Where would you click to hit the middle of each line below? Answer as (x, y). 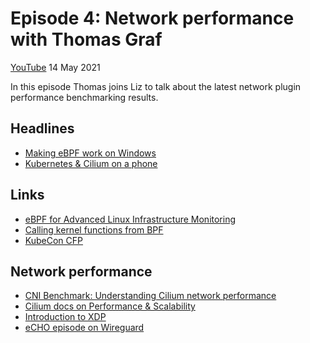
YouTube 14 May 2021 (55, 67)
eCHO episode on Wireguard (84, 328)
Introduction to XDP (65, 317)
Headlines (42, 128)
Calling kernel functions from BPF (94, 229)
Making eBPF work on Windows (90, 153)
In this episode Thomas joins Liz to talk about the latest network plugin (156, 86)
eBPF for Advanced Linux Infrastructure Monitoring (130, 219)
